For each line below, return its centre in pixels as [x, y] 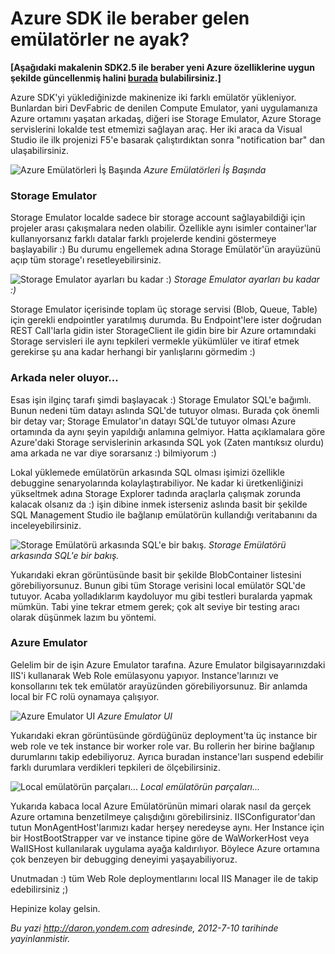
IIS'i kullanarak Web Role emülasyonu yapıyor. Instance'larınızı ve [144, 675]
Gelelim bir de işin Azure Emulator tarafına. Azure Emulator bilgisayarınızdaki [168, 664]
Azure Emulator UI [135, 716]
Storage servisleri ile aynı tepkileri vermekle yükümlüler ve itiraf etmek [155, 341]
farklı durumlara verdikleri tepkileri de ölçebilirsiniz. [115, 767]
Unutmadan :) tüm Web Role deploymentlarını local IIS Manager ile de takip [164, 878]
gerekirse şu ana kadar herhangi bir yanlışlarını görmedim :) [133, 352]
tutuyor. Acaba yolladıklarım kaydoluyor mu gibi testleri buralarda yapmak [161, 596]
